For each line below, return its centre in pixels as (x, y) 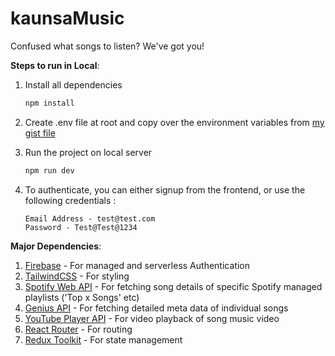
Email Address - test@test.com (90, 218)
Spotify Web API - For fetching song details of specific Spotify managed (173, 286)
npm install (49, 103)
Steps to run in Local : (55, 65)
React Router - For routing (78, 329)
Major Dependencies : (56, 246)
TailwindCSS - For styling (77, 276)
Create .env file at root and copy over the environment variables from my (174, 122)
